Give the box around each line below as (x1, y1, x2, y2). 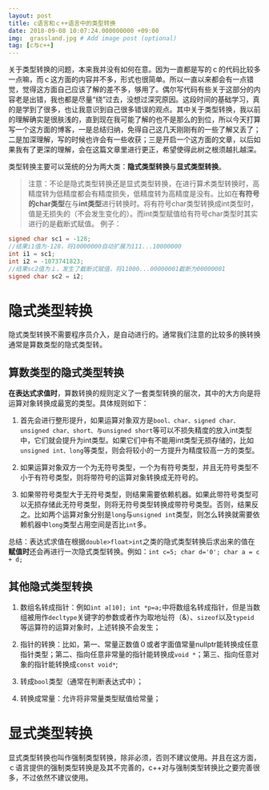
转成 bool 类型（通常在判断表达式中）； (19, 676, 144, 686)
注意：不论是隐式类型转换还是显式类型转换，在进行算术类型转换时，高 (27, 179, 260, 188)
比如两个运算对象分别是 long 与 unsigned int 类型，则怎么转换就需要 (34, 510, 254, 520)
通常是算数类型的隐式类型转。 (8, 340, 106, 350)
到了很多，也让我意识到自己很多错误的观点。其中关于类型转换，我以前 (29, 105, 261, 115)
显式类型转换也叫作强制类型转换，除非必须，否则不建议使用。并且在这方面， (8, 752, 261, 762)
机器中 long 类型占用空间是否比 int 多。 (26, 520, 151, 529)
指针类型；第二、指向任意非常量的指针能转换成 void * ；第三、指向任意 (19, 649, 252, 658)
